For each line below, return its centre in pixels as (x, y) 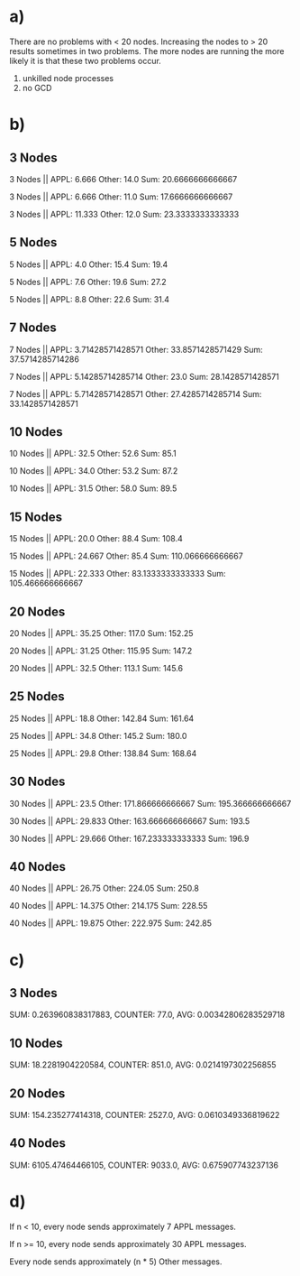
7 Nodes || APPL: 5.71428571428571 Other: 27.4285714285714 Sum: (136, 393)
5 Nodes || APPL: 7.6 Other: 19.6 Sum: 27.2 (88, 282)
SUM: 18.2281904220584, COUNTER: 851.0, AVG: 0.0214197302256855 (143, 1065)
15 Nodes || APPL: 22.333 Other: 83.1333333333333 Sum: (118, 574)
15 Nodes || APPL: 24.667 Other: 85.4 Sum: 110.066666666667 (126, 556)
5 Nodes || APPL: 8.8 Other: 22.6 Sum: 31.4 (89, 299)
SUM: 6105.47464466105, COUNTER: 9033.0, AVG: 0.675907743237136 (144, 1165)
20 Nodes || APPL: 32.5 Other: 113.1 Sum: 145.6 (96, 668)
